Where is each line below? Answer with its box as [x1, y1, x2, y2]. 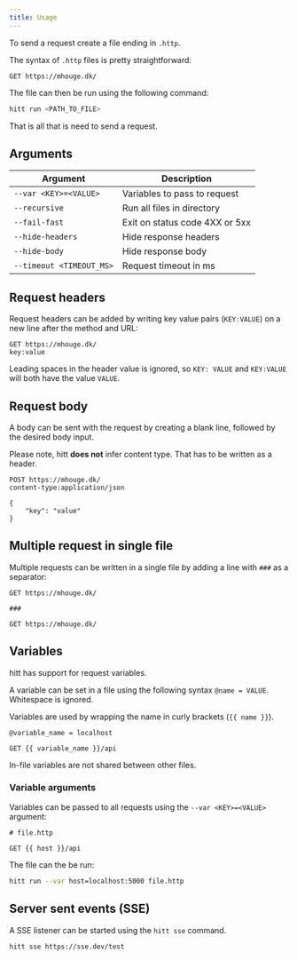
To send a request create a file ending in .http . [9, 37, 181, 48]
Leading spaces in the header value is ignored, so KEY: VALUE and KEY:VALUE [9, 363, 287, 374]
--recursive [13, 203, 65, 213]
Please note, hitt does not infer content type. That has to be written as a [9, 448, 272, 459]
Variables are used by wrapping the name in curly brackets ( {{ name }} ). [9, 711, 275, 722]
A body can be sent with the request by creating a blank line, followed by [9, 422, 276, 432]
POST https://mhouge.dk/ [9, 475, 101, 484]
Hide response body [122, 245, 207, 258]
